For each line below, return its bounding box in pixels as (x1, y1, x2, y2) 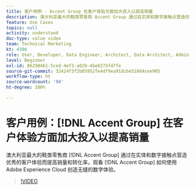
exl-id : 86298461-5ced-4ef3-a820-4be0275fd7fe (6, 62, 121, 69)
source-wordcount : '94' (6, 79, 64, 85)
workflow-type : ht (6, 73, 51, 79)
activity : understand (6, 30, 59, 36)
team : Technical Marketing (6, 41, 72, 47)
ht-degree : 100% (6, 85, 45, 90)
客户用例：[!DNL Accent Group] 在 (6, 117, 173, 130)
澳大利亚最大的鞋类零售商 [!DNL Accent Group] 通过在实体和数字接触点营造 (6, 151, 187, 158)
